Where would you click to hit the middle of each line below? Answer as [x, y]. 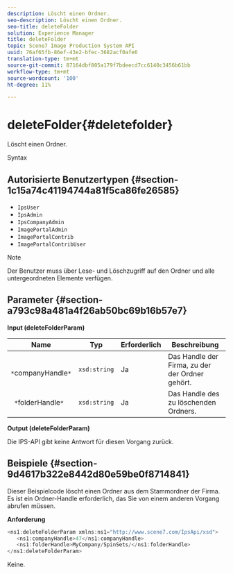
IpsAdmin [30, 215]
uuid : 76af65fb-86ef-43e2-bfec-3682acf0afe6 [72, 53]
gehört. [180, 382]
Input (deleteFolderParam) [46, 328]
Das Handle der [193, 356]
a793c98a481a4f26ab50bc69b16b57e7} [97, 311]
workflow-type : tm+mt [38, 71]
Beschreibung [195, 344]
